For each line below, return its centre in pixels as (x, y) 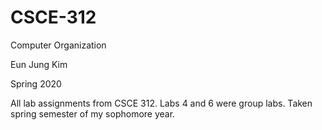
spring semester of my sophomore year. (93, 113)
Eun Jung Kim (39, 64)
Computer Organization (58, 45)
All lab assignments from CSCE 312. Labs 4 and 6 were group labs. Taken (161, 103)
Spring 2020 (36, 83)
